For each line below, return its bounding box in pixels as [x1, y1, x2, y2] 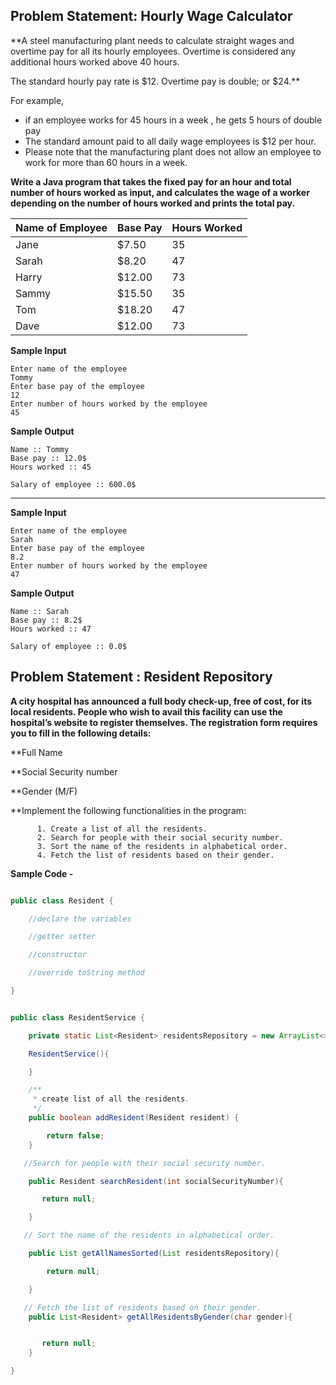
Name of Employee [15, 220, 108, 234]
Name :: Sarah [10, 606, 70, 616]
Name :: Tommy [10, 444, 70, 454]
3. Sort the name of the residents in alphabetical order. [36, 841, 288, 851]
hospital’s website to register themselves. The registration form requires [10, 716, 318, 728]
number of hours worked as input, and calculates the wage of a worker [10, 186, 310, 198]
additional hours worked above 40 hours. [10, 55, 180, 68]
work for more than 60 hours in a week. [24, 156, 188, 168]
